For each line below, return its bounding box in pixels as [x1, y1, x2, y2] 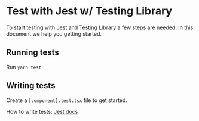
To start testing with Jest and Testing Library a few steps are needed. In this [6, 24, 194, 31]
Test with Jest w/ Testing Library [6, 4, 172, 18]
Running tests [6, 48, 60, 58]
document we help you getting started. [6, 30, 102, 37]
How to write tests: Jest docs [6, 108, 78, 115]
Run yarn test [6, 63, 42, 70]
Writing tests [6, 80, 56, 91]
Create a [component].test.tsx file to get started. [6, 97, 127, 104]
